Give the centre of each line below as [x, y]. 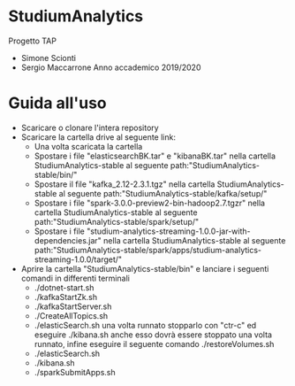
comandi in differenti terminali [75, 278]
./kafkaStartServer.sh [73, 306]
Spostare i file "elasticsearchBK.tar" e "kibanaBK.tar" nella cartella [155, 156]
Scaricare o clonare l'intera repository [90, 127]
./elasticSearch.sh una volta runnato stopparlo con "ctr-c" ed [145, 325]
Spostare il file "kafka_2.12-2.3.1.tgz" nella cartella [125, 184]
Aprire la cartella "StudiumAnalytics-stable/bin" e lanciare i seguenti [145, 268]
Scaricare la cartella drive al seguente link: [98, 137]
